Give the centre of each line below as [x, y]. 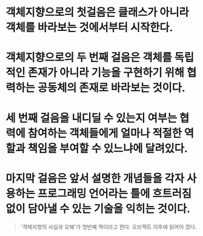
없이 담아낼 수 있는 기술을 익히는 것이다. [98, 208]
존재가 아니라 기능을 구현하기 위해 [106, 73]
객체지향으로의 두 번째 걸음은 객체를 [89, 58]
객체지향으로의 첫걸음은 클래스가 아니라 [97, 12]
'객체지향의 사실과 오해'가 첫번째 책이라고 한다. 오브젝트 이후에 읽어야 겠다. [108, 227]
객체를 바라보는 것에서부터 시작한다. [89, 28]
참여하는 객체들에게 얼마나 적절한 [105, 133]
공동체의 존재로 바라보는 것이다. [111, 88]
